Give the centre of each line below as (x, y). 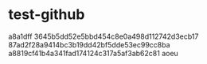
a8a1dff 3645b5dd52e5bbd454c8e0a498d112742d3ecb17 (103, 36)
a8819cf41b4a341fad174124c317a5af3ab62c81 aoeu (94, 53)
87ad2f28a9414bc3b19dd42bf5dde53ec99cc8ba (89, 44)
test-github (47, 15)
